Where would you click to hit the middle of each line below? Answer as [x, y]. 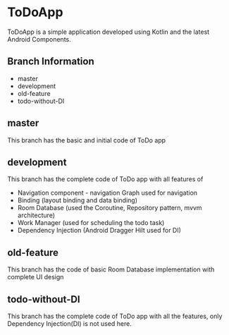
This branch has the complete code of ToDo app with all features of [105, 179]
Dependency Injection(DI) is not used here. [69, 324]
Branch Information [51, 62]
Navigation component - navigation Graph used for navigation [107, 193]
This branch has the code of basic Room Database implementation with [111, 269]
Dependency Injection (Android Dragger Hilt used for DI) [99, 231]
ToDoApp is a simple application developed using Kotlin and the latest [109, 32]
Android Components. [39, 39]
